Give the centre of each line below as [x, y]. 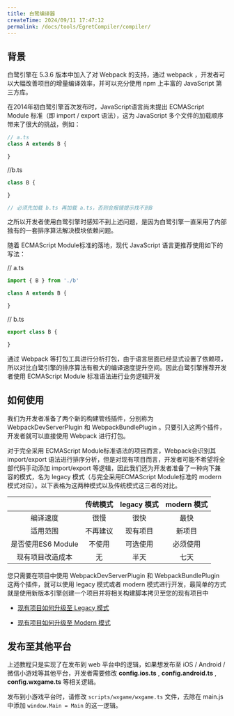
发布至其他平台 [39, 647]
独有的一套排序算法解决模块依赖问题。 [62, 231]
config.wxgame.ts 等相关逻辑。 [53, 682]
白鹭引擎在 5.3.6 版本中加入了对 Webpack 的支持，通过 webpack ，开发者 [113, 75]
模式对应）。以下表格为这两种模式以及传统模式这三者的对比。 [94, 485]
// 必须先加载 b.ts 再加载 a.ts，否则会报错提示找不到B [80, 208]
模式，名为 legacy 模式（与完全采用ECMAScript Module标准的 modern [120, 476]
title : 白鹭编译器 [31, 14]
